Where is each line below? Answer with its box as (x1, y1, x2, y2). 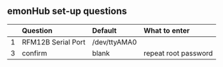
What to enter (143, 25, 190, 35)
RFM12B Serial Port (21, 37, 86, 46)
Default (92, 25, 117, 35)
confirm (21, 48, 47, 57)
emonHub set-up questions (7, 5, 127, 17)
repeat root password (143, 48, 213, 57)
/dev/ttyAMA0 (92, 37, 137, 46)
